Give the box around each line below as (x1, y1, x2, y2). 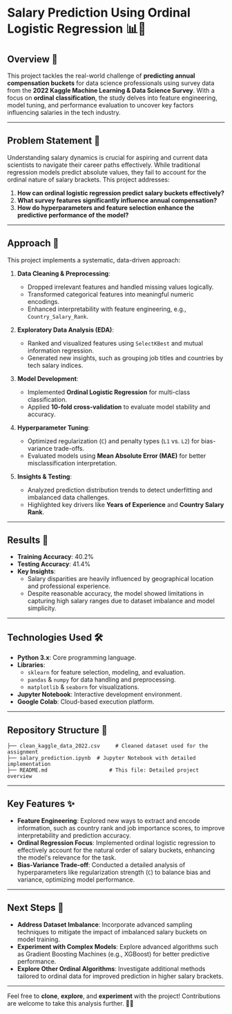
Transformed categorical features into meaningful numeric (27, 290, 195, 299)
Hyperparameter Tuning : (17, 423, 90, 432)
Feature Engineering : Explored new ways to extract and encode (17, 816, 200, 825)
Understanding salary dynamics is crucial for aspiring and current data (7, 153, 209, 161)
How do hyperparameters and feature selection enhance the (17, 203, 195, 212)
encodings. (27, 297, 60, 305)
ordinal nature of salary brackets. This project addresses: (7, 175, 171, 184)
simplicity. (27, 604, 57, 612)
